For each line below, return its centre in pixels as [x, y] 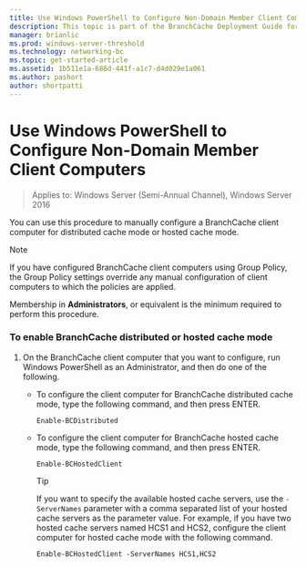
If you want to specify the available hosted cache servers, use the [160, 499]
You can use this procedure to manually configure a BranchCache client [144, 222]
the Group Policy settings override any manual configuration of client [139, 277]
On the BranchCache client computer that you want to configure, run [151, 357]
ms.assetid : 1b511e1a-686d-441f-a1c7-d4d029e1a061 [107, 69]
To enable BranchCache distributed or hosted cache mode [141, 337]
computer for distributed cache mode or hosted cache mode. [124, 232]
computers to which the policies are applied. [92, 286]
